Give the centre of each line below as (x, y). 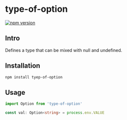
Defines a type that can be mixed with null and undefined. (64, 50)
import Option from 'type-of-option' (44, 104)
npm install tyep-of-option (34, 77)
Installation (23, 66)
